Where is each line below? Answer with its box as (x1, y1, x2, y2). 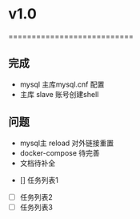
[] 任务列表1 (19, 175, 58, 185)
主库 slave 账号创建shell (19, 89, 99, 99)
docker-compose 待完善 (19, 148, 100, 157)
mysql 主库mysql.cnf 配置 (19, 79, 105, 89)
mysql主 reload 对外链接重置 (19, 138, 114, 148)
